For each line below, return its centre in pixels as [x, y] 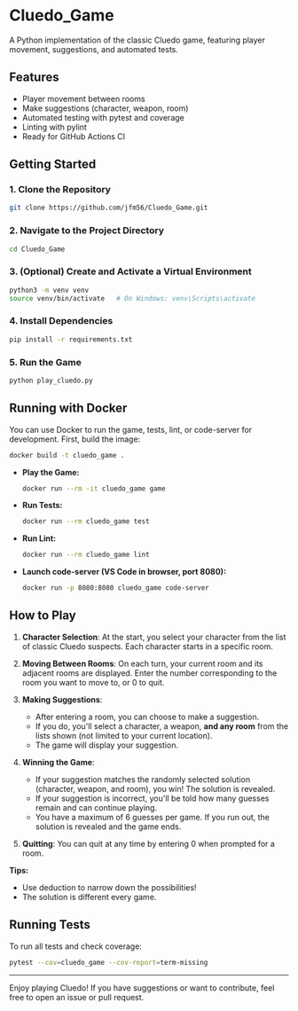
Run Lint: [39, 538]
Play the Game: [51, 472]
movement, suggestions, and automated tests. [94, 49]
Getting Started [53, 165]
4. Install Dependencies [61, 321]
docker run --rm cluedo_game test [86, 521]
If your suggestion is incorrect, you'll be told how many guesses [152, 798]
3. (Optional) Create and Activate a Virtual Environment [131, 271]
